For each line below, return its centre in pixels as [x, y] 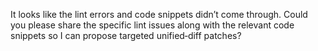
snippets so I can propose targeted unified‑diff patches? [126, 35]
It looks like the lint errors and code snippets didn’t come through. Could [159, 14]
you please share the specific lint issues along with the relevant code [152, 25]
